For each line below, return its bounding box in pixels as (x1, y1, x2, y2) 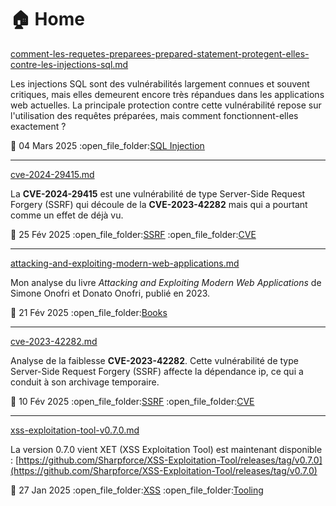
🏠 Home (10, 8, 85, 31)
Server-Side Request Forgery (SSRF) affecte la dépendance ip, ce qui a (10, 365, 304, 377)
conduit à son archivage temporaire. (10, 376, 160, 388)
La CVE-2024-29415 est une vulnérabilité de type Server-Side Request (10, 187, 306, 200)
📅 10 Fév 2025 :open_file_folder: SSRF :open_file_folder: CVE (10, 395, 255, 407)
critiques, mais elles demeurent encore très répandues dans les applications (10, 88, 325, 100)
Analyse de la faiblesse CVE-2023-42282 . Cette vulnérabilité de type (10, 354, 299, 366)
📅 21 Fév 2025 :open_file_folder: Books (10, 306, 168, 318)
